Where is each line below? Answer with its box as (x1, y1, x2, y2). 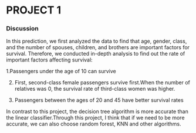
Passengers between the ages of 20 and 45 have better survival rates (14, 97, 184, 104)
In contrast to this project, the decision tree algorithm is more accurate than (6, 108, 189, 115)
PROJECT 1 (6, 4, 62, 17)
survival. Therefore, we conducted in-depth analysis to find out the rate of (6, 50, 185, 57)
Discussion (6, 25, 39, 33)
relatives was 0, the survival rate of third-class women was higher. (14, 86, 175, 93)
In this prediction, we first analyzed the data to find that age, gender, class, (6, 37, 187, 45)
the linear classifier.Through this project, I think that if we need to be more (6, 114, 185, 121)
